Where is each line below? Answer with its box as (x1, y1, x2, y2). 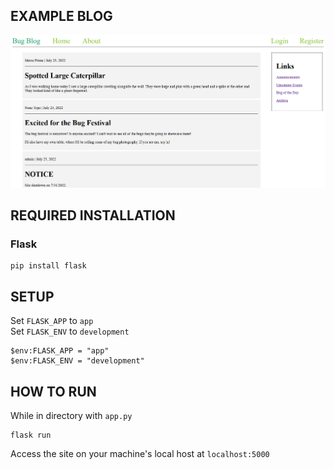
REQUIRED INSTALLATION (10, 207, 176, 224)
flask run (10, 430, 52, 440)
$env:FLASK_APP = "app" (10, 346, 110, 356)
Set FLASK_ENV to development (10, 325, 130, 338)
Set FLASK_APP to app (10, 315, 94, 327)
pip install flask (10, 261, 87, 271)
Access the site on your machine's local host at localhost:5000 (10, 447, 270, 459)
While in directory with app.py (10, 409, 133, 421)
